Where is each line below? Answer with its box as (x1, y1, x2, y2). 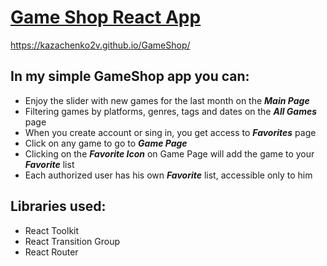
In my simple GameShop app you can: (10, 68, 250, 85)
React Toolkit (24, 224, 80, 236)
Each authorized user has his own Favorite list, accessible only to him (24, 169, 313, 181)
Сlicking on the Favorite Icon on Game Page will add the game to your (24, 147, 315, 160)
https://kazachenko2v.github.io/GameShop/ (10, 39, 191, 51)
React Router (24, 246, 79, 258)
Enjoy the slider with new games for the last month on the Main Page (24, 94, 310, 106)
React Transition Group (24, 235, 121, 247)
